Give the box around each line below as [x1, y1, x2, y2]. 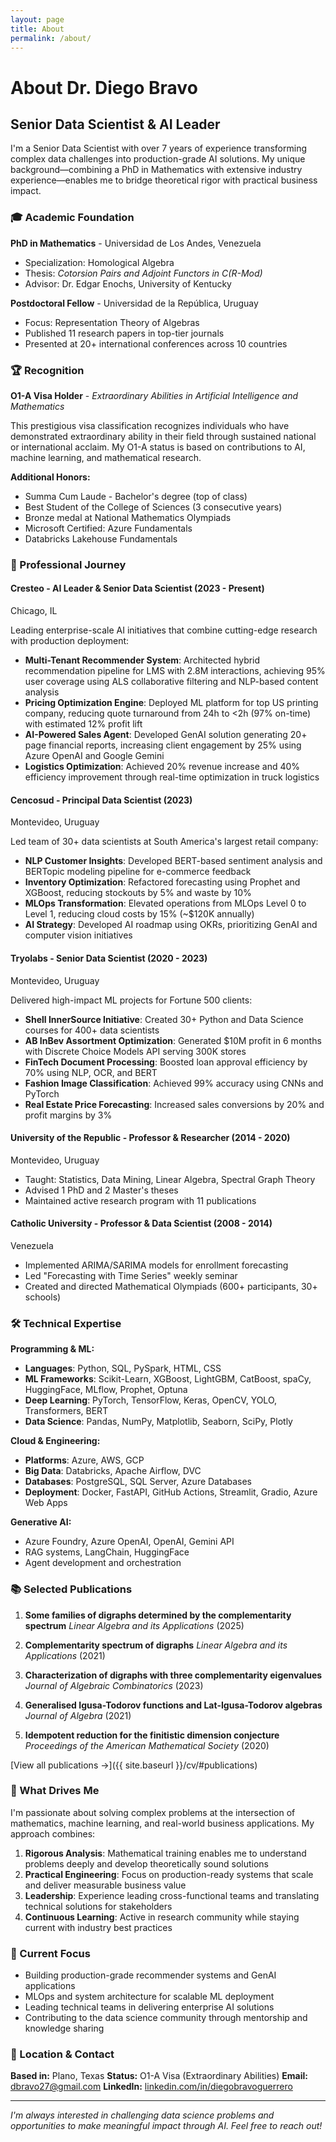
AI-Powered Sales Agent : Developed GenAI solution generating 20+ [24, 729, 308, 741]
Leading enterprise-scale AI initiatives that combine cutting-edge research [10, 624, 318, 636]
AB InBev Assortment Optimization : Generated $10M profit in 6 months [24, 1034, 322, 1046]
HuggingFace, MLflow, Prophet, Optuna [24, 1384, 188, 1396]
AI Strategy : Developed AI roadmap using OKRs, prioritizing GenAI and [24, 919, 318, 931]
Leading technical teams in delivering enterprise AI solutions [24, 2001, 275, 2013]
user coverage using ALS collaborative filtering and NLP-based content [24, 676, 319, 688]
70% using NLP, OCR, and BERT [24, 1066, 158, 1078]
